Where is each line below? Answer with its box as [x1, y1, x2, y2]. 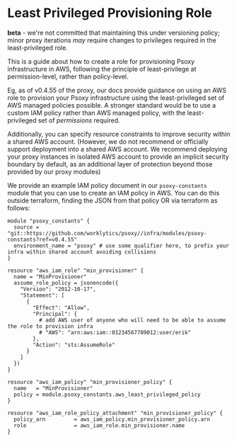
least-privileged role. [7, 43, 69, 52]
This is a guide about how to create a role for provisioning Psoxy [7, 57, 195, 65]
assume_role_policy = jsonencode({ [13, 279, 119, 286]
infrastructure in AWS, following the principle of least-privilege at [7, 64, 197, 73]
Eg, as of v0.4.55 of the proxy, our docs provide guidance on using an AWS [7, 86, 227, 94]
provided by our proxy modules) [7, 167, 101, 176]
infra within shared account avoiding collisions [7, 248, 157, 256]
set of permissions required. [37, 115, 120, 125]
